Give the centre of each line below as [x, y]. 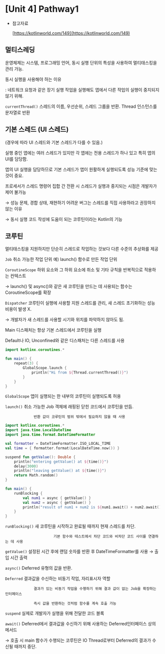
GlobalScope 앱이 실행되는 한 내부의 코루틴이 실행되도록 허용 [63, 396]
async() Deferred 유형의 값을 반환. [39, 568]
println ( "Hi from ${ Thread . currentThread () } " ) [80, 373]
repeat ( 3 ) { [26, 363]
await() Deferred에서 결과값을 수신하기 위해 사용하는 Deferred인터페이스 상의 [81, 624]
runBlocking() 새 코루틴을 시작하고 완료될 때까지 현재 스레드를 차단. [70, 526]
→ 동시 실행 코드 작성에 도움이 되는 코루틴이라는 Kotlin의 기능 [64, 219]
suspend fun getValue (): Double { [41, 457]
